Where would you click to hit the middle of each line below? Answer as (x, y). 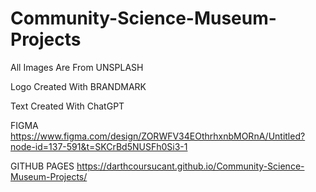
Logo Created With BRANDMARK (78, 86)
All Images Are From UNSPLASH (77, 67)
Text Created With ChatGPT (67, 106)
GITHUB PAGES (42, 166)
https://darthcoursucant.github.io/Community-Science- (190, 166)
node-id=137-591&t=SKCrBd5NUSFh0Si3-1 (99, 146)
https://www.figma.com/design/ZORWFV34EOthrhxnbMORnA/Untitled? (158, 136)
